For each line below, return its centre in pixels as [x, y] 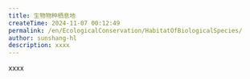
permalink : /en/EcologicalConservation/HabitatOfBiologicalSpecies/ [125, 30]
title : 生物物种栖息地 [42, 16]
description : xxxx [39, 45]
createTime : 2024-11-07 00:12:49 [64, 23]
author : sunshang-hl [43, 38]
